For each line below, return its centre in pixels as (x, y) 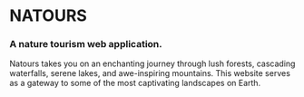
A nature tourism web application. (86, 44)
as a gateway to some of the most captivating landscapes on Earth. (135, 83)
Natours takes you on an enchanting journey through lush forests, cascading (152, 63)
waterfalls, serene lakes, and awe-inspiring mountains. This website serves (150, 73)
